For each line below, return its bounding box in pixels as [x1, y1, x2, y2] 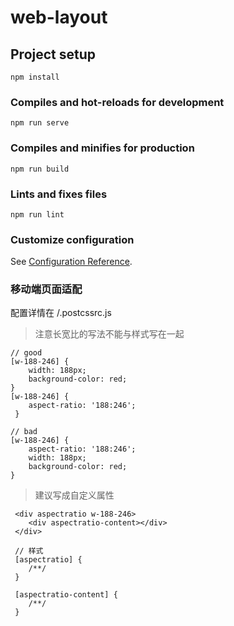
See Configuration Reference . [10, 256, 133, 268]
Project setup [10, 46, 97, 63]
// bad [10, 427, 38, 437]
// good [10, 348, 43, 358]
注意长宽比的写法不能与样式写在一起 [34, 328, 185, 340]
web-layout [10, 6, 108, 29]
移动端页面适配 [10, 282, 83, 296]
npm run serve [10, 118, 70, 128]
